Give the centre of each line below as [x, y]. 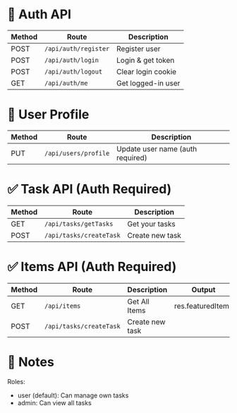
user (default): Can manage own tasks [73, 395]
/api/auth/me [66, 83]
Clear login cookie [146, 71]
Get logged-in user [148, 83]
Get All [138, 301]
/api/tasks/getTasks [79, 224]
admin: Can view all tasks [54, 402]
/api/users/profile [77, 153]
